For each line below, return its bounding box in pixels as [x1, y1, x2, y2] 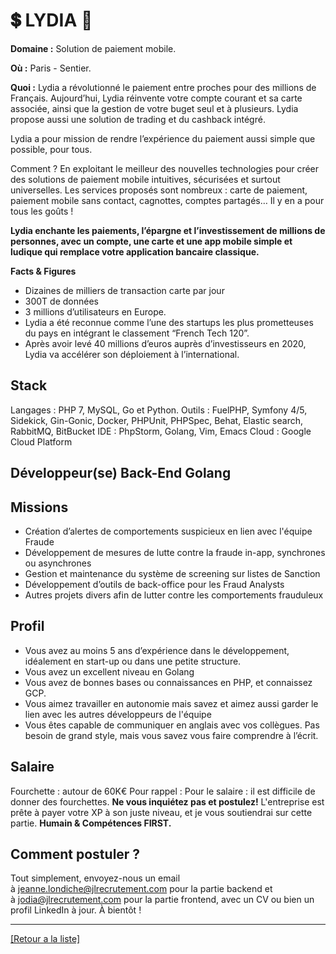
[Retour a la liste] [10, 933, 81, 945]
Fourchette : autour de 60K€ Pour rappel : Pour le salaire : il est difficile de [10, 785, 316, 797]
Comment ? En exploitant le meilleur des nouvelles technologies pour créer [10, 162, 320, 174]
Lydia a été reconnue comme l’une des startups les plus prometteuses [24, 316, 314, 328]
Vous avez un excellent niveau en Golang [24, 665, 195, 678]
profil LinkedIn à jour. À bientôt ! [10, 904, 142, 916]
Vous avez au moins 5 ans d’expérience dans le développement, [24, 644, 290, 656]
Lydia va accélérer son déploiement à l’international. [24, 348, 240, 360]
